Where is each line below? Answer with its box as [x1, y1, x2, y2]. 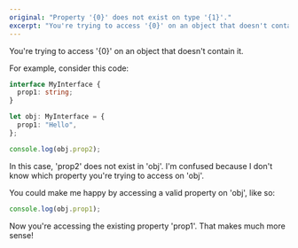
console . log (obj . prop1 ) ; [9, 205, 101, 213]
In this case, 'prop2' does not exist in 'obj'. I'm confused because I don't [9, 160, 273, 171]
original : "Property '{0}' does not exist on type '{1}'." [9, 12, 232, 22]
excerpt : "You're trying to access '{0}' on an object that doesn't [9, 21, 268, 30]
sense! [9, 229, 34, 240]
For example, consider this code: [9, 63, 129, 74]
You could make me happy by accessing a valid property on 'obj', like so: [9, 187, 276, 198]
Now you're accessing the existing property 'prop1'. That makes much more [9, 221, 286, 231]
